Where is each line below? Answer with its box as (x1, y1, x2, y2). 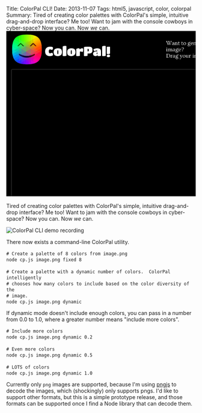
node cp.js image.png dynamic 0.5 (6, 352, 93, 358)
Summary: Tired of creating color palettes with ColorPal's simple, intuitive (6, 11, 189, 19)
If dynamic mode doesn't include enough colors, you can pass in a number (6, 309, 192, 316)
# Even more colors (6, 346, 55, 352)
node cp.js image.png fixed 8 (6, 257, 82, 263)
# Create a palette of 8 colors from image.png (6, 251, 128, 257)
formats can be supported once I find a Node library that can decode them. (6, 400, 192, 407)
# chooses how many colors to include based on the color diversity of (6, 281, 189, 287)
